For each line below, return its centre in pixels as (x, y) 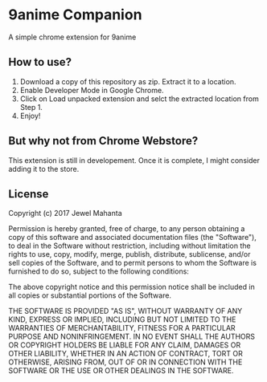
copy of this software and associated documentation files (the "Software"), (133, 238)
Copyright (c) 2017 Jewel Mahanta (65, 213)
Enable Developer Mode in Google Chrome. (92, 90)
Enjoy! (30, 116)
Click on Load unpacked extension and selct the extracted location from (139, 99)
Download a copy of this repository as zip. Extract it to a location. (128, 81)
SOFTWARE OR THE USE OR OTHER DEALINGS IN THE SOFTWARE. (121, 371)
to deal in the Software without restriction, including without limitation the (129, 246)
